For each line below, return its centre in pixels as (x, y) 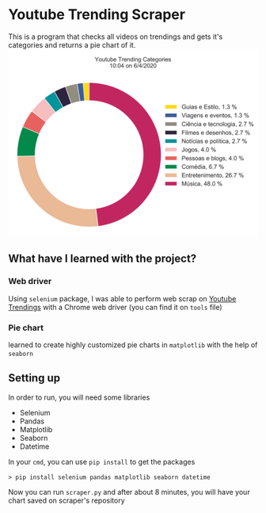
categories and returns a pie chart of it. (72, 44)
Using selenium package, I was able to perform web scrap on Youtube (122, 298)
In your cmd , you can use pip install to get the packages (102, 461)
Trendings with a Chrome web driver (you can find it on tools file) (116, 307)
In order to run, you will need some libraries (79, 397)
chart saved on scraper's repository (66, 500)
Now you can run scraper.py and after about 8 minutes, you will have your (129, 492)
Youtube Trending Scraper (97, 15)
